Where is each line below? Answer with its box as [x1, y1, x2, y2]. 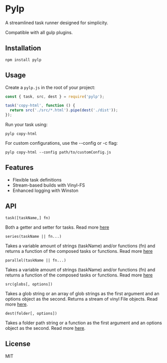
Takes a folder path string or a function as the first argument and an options [5, 320, 162, 326]
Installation [5, 44, 41, 53]
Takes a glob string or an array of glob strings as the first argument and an [5, 290, 159, 297]
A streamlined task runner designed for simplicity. [5, 20, 109, 26]
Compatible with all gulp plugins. [5, 29, 73, 35]
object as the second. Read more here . [5, 325, 86, 331]
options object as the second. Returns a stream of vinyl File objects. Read [5, 296, 158, 302]
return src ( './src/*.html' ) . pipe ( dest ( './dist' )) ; [10, 108, 118, 113]
